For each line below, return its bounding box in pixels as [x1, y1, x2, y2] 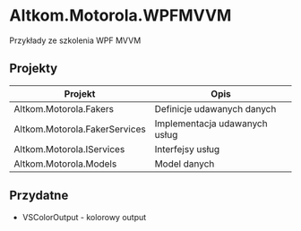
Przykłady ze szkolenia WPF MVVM [9, 35, 142, 46]
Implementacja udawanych [154, 117, 268, 130]
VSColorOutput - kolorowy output [21, 211, 147, 222]
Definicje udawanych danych [154, 102, 277, 115]
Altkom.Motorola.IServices [13, 142, 125, 155]
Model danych [154, 158, 215, 170]
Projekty [9, 61, 58, 76]
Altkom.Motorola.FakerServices [13, 123, 146, 135]
